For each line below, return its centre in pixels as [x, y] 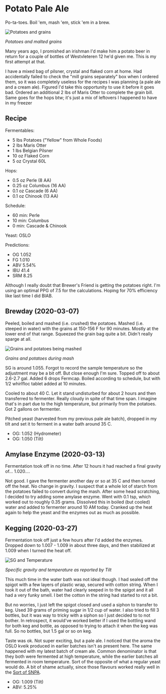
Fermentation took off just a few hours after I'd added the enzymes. [74, 540]
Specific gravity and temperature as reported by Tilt [58, 570]
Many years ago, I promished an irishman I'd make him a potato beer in [78, 51]
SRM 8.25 [22, 275]
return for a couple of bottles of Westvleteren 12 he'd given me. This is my [81, 56]
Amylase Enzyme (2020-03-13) [55, 454]
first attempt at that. [25, 61]
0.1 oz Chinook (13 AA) [35, 196]
